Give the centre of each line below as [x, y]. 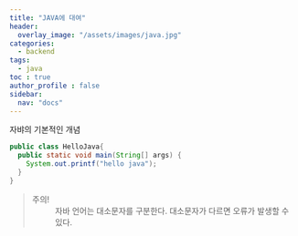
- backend [36, 52]
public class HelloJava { [57, 147]
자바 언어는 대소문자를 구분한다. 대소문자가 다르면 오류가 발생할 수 [172, 210]
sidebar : [26, 94]
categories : [32, 43]
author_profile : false [55, 86]
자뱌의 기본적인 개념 [45, 129]
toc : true [30, 77]
